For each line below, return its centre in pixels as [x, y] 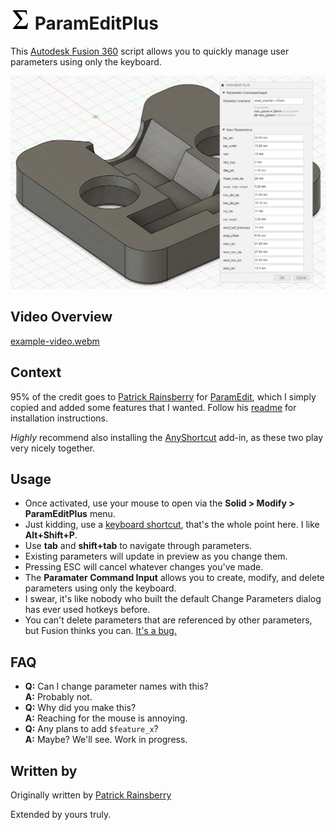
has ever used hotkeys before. [87, 610]
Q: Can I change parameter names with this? [116, 686]
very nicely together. [53, 448]
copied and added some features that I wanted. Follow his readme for [153, 407]
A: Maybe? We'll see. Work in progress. [106, 740]
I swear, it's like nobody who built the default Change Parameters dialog [173, 599]
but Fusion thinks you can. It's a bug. [100, 631]
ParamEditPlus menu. [70, 514]
